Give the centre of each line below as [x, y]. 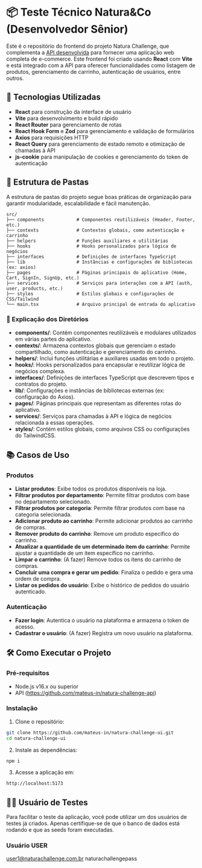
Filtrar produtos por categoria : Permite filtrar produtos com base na [100, 508]
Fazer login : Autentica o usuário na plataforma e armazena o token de [102, 620]
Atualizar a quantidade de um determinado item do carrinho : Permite [103, 546]
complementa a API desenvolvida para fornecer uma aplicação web [90, 52]
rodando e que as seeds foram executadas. [60, 830]
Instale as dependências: [46, 750]
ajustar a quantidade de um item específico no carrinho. [85, 553]
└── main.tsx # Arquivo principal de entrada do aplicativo [101, 304]
